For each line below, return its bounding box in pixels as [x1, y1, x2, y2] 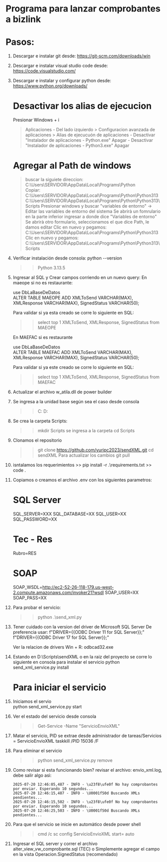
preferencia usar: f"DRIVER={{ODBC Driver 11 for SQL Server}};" [12, 629, 145, 635]
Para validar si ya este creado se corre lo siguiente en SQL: [12, 364, 134, 370]
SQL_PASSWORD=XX [12, 516, 58, 522]
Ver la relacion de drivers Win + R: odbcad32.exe [12, 644, 114, 650]
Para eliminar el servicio [12, 747, 63, 754]
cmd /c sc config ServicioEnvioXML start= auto [37, 831, 135, 837]
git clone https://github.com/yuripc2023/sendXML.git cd [37, 447, 154, 453]
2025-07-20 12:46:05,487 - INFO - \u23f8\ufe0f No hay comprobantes [12, 782, 158, 787]
